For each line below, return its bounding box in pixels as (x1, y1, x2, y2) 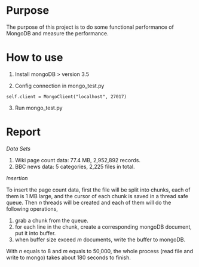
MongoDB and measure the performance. (6, 29, 109, 37)
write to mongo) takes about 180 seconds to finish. (6, 254, 131, 261)
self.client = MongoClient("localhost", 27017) (6, 93, 127, 99)
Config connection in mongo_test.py (14, 82, 105, 89)
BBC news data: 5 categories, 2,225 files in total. (14, 163, 136, 170)
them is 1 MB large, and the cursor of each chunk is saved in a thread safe (6, 192, 188, 199)
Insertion (6, 174, 28, 181)
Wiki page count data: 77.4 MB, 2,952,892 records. (14, 156, 140, 163)
